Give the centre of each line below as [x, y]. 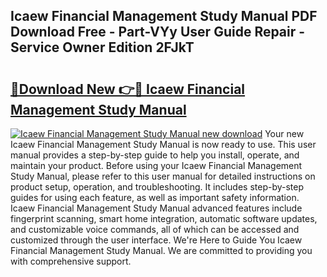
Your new [284, 133]
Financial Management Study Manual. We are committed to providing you [161, 250]
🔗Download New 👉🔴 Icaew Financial [128, 89]
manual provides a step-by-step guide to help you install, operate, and [155, 155]
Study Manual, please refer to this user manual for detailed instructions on [163, 176]
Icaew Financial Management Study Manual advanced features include [156, 208]
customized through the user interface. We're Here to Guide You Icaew [156, 240]
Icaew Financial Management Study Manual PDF [164, 16]
